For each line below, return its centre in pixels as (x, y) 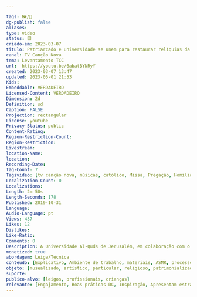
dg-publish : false (28, 22)
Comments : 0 (21, 241)
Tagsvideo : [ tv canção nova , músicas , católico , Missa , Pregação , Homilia (99, 175)
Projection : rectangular (36, 115)
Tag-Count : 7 (22, 170)
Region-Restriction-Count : (39, 137)
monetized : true (26, 252)
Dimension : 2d (23, 99)
